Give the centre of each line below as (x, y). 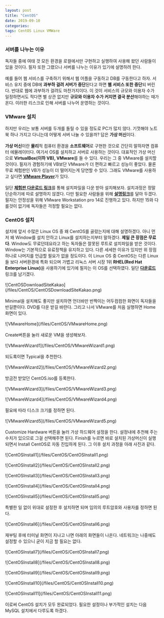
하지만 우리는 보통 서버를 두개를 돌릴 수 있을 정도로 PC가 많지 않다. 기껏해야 (77, 128)
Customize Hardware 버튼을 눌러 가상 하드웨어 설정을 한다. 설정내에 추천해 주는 (81, 432)
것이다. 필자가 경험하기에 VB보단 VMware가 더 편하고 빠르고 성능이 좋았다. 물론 (81, 164)
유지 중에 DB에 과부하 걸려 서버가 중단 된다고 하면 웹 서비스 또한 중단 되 (80, 85)
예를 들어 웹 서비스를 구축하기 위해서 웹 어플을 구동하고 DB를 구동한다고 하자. (78, 79)
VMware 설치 (20, 117)
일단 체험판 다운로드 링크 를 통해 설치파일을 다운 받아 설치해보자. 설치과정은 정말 (80, 188)
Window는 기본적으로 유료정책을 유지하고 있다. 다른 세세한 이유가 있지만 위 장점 (81, 250)
